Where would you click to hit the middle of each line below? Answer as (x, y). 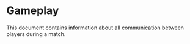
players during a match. (36, 34)
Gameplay (33, 11)
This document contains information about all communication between (95, 28)
